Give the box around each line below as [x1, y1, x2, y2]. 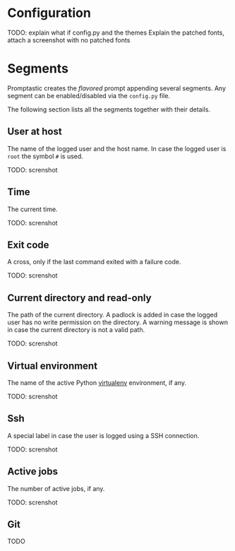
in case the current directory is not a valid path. [7, 326, 145, 334]
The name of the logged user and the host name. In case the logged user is [7, 144, 227, 153]
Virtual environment [7, 360, 97, 372]
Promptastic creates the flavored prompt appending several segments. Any [7, 83, 227, 93]
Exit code [7, 239, 49, 251]
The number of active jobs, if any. [7, 484, 105, 492]
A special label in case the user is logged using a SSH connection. [7, 431, 200, 439]
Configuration [7, 5, 92, 21]
